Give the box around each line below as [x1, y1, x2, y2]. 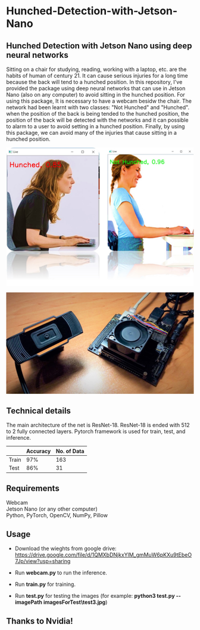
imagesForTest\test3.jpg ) [43, 598, 108, 606]
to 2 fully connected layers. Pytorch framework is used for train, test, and [6, 428, 186, 435]
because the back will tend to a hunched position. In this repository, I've [6, 79, 183, 85]
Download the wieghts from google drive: [14, 545, 117, 552]
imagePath [14, 598, 43, 606]
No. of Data [55, 447, 85, 455]
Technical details [6, 406, 71, 416]
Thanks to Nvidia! [6, 616, 73, 626]
